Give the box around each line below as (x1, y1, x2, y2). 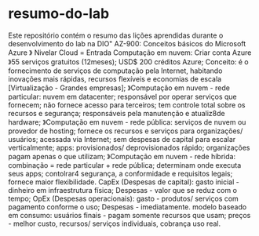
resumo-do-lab (8, 5, 110, 23)
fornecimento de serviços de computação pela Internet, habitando (8, 66, 223, 75)
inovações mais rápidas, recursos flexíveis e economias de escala (8, 74, 222, 83)
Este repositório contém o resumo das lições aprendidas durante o (8, 31, 224, 40)
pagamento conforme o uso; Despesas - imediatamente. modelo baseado (8, 202, 247, 212)
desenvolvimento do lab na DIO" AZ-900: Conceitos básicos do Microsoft (8, 38, 246, 48)
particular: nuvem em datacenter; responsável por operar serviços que (8, 92, 237, 101)
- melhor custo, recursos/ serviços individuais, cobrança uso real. (8, 219, 221, 228)
